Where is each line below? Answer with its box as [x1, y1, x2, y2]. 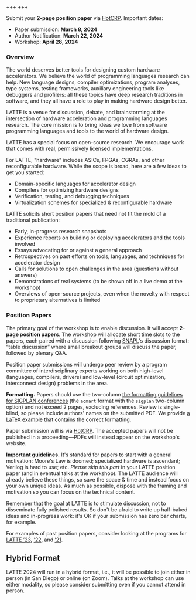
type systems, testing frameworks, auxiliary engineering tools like [6, 85, 164, 92]
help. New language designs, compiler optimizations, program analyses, [6, 79, 180, 86]
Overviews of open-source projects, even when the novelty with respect [14, 290, 190, 297]
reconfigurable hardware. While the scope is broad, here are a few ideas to [6, 162, 187, 170]
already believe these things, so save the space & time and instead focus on [6, 476, 189, 483]
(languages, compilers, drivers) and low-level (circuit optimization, [6, 373, 166, 380]
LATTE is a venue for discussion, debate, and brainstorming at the [6, 109, 165, 116]
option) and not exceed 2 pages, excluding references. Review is [6, 403, 163, 411]
